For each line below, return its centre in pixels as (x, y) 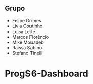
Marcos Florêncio (30, 37)
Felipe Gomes (26, 20)
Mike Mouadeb (28, 42)
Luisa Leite (23, 31)
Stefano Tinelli (27, 53)
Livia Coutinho (27, 26)
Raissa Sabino (27, 47)
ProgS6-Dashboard (46, 74)
